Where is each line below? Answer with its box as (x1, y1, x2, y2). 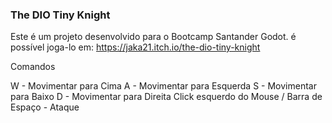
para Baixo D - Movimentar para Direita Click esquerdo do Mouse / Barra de (10, 91, 323, 103)
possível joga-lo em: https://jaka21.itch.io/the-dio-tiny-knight (10, 41, 261, 53)
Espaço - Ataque (10, 101, 80, 113)
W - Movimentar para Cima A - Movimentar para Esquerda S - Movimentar (10, 80, 317, 92)
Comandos (10, 61, 56, 73)
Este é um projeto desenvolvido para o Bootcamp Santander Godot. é (10, 31, 297, 43)
